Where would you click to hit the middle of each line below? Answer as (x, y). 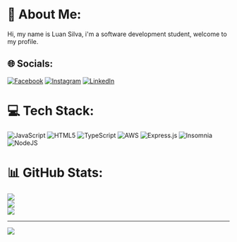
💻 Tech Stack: (51, 111)
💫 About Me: (44, 15)
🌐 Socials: (30, 64)
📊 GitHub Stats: (55, 172)
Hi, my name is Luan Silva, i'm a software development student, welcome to (117, 34)
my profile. (23, 41)
